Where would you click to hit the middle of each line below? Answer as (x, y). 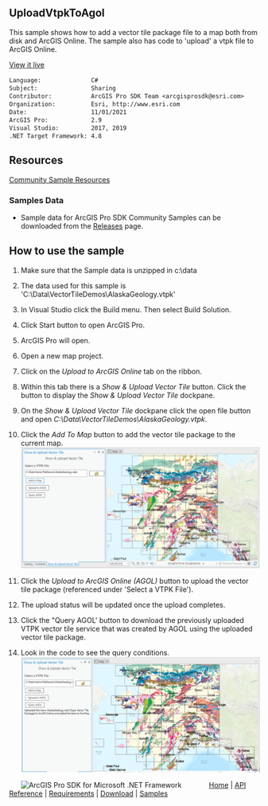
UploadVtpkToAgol (57, 13)
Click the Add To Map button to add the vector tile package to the (128, 434)
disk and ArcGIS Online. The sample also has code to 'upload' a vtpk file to (131, 41)
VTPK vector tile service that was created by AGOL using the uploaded (136, 628)
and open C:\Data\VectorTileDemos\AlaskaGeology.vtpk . (114, 419)
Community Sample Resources (60, 179)
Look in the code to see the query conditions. (95, 652)
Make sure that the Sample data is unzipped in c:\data (109, 270)
